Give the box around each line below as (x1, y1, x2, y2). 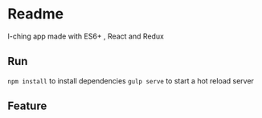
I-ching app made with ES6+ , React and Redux (7, 31, 164, 41)
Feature (7, 100, 47, 113)
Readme (7, 5, 64, 23)
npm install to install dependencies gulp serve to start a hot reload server (7, 75, 255, 85)
